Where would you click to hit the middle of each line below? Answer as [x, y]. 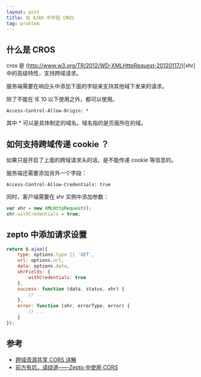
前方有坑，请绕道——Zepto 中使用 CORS [66, 367]
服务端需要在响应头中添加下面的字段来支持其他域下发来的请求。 [87, 86]
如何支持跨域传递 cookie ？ [58, 144]
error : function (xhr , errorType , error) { [74, 306]
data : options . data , [44, 266]
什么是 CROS [31, 50]
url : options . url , [41, 261]
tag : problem [23, 23]
